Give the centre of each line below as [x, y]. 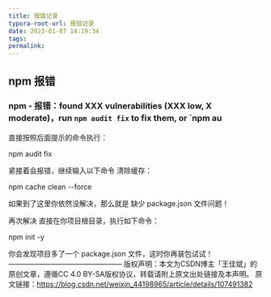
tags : [17, 39]
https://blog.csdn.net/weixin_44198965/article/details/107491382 [145, 284]
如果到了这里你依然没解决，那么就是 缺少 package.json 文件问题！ [119, 203]
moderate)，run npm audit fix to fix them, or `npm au [115, 118]
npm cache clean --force [50, 187]
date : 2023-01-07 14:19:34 [54, 31]
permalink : [27, 46]
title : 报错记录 [33, 16]
